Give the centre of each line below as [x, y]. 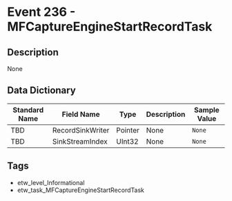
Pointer [128, 130]
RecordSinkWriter [81, 130]
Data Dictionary [41, 90]
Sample [207, 110]
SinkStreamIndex [80, 141]
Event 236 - [41, 12]
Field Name [81, 114]
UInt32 [128, 141]
